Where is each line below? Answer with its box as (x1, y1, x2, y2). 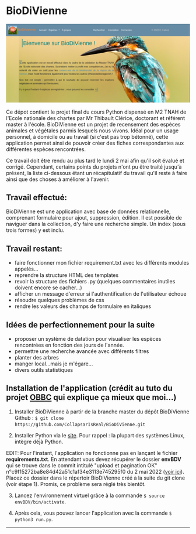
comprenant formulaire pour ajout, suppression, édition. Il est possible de (6, 214, 182, 221)
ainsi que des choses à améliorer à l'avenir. (6, 176, 110, 183)
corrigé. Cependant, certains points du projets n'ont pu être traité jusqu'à (6, 163, 182, 170)
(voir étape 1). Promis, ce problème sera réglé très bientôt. (6, 480, 146, 487)
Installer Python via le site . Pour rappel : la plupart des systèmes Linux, (14, 432, 185, 439)
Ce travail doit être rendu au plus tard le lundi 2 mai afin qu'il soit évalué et (6, 157, 185, 164)
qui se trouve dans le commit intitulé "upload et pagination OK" (6, 461, 157, 469)
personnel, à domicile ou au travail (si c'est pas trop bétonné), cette (6, 133, 169, 140)
